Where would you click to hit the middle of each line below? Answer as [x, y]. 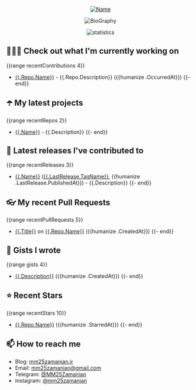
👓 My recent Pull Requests [58, 202]
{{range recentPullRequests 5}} [45, 220]
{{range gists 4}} [27, 265]
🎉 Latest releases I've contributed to [75, 151]
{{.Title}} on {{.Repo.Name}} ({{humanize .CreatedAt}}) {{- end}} [94, 231]
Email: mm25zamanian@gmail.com [58, 368]
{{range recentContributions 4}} [46, 65]
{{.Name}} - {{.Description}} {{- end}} [61, 132]
